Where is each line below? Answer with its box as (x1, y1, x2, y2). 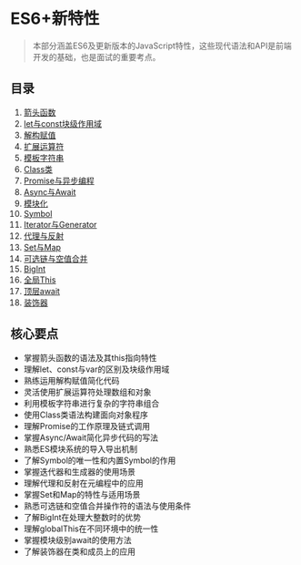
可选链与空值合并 (23, 252, 88, 264)
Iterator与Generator (23, 219, 97, 230)
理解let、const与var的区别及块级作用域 (23, 364, 170, 375)
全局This (23, 274, 56, 285)
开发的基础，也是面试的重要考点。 (32, 51, 161, 62)
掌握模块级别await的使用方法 (23, 534, 132, 545)
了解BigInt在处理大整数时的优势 (23, 511, 142, 522)
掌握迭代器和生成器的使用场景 (23, 466, 135, 477)
